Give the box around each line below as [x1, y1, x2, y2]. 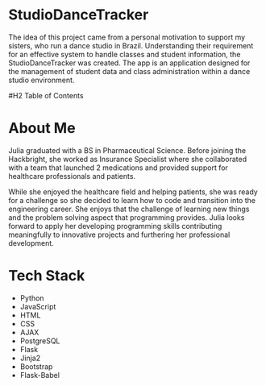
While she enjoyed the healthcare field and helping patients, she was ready [8, 187, 258, 197]
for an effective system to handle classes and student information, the [8, 49, 241, 59]
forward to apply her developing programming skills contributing [8, 221, 222, 230]
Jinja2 [19, 353, 41, 363]
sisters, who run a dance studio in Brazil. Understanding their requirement [8, 40, 254, 50]
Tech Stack [8, 267, 85, 285]
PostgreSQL [19, 336, 60, 346]
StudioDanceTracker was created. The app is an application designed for [8, 58, 251, 68]
